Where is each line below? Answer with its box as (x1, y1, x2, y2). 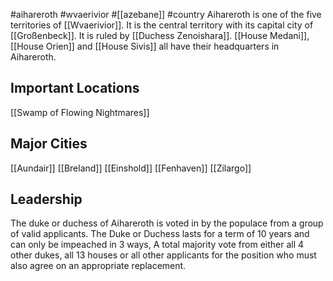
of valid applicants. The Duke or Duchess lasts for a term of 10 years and (10, 228, 310, 240)
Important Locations (10, 80, 140, 97)
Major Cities (10, 135, 88, 153)
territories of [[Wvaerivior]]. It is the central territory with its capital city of (10, 19, 314, 31)
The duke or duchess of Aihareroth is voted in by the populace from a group (10, 217, 324, 229)
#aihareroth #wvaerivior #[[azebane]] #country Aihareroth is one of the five (10, 9, 322, 20)
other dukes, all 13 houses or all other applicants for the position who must (10, 249, 317, 261)
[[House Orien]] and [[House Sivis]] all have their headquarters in (10, 40, 280, 52)
